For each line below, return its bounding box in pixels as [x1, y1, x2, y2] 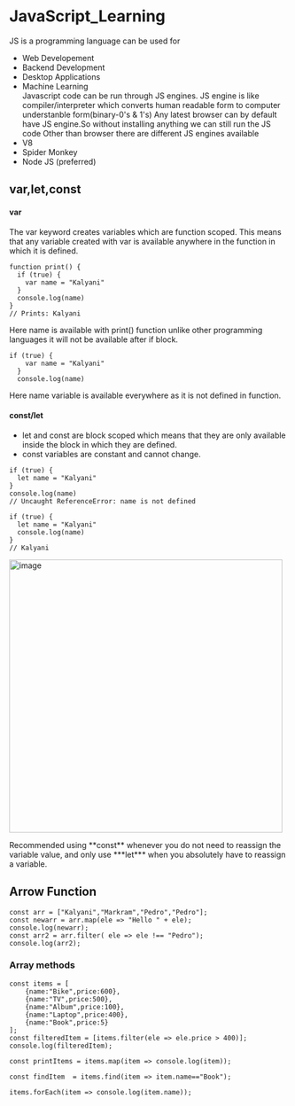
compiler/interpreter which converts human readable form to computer [21, 99, 281, 110]
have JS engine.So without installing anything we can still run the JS [21, 118, 272, 129]
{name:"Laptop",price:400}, [25, 1010, 128, 1019]
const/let [9, 410, 44, 421]
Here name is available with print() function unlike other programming [9, 324, 263, 335]
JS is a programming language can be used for [9, 35, 181, 46]
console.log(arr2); [9, 939, 82, 947]
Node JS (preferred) [21, 156, 97, 167]
